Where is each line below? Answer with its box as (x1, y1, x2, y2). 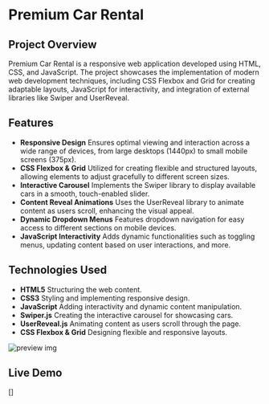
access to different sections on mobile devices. (19, 222, 177, 232)
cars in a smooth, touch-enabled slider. (19, 189, 150, 198)
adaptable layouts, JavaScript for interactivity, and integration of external (8, 84, 250, 94)
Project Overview (8, 38, 97, 51)
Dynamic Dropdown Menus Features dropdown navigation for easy (19, 214, 245, 224)
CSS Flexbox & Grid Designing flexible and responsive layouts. (19, 327, 227, 337)
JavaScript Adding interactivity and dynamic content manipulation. (19, 301, 243, 311)
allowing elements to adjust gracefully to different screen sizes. (19, 171, 230, 182)
